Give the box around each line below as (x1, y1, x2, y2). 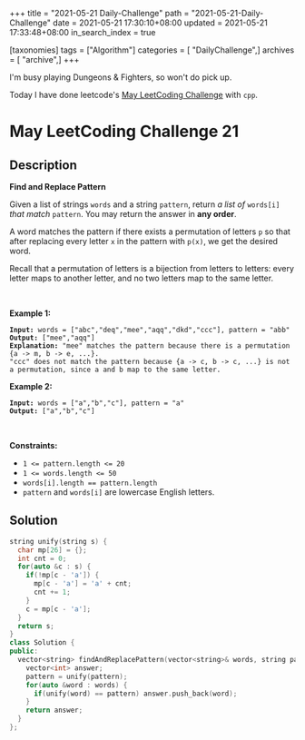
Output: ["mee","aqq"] (9, 333, 95, 342)
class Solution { (9, 638, 75, 647)
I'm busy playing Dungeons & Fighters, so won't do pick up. (9, 72, 232, 83)
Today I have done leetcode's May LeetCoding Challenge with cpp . (9, 90, 259, 100)
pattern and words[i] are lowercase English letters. (22, 487, 215, 498)
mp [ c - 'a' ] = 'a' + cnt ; (33, 579, 132, 588)
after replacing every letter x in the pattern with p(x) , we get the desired (9, 236, 279, 246)
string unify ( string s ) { (9, 537, 107, 546)
